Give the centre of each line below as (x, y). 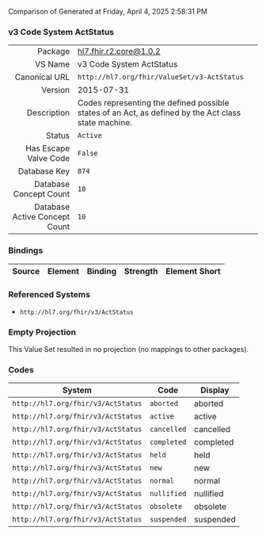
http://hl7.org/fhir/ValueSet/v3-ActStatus (161, 77)
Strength (141, 271)
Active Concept (41, 217)
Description (48, 113)
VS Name (53, 64)
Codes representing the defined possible (154, 103)
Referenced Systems (49, 294)
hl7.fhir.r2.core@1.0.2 (119, 52)
